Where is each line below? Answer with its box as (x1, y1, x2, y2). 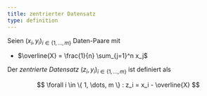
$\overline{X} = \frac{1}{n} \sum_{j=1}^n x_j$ (17, 52, 148, 60)
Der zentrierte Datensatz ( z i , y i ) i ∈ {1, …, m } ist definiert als (7, 65, 171, 76)
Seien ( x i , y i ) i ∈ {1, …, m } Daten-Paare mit (7, 36, 121, 47)
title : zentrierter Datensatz (7, 10, 96, 18)
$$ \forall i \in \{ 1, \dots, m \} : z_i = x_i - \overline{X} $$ (37, 80, 200, 89)
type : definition (7, 17, 58, 24)
